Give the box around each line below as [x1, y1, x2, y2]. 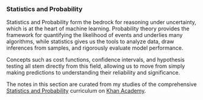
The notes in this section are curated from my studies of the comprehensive [6, 81, 197, 88]
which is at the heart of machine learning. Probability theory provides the [6, 25, 190, 32]
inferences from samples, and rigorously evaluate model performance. [6, 44, 183, 52]
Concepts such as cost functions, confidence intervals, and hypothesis [6, 56, 185, 64]
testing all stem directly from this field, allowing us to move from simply [6, 62, 185, 70]
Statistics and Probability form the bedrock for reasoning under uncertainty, [6, 19, 197, 26]
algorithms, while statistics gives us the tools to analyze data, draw [6, 38, 175, 45]
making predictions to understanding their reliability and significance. [6, 69, 180, 76]
